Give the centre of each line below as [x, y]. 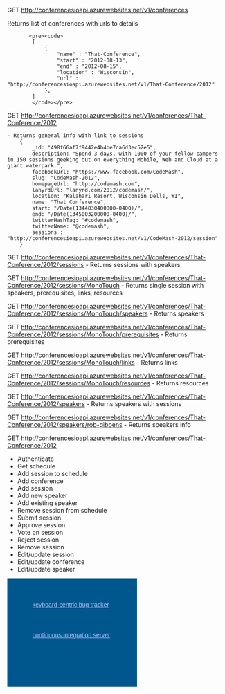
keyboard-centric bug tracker [71, 605]
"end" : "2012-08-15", [89, 66]
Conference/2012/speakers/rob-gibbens [65, 424]
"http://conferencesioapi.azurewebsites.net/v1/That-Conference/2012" [111, 84]
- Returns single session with [162, 285]
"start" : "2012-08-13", [92, 60]
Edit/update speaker [46, 569]
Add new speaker [42, 495]
